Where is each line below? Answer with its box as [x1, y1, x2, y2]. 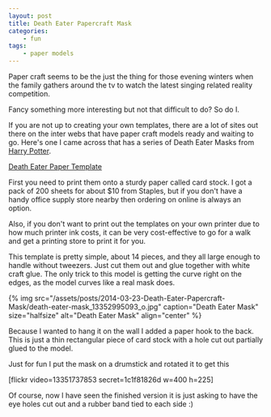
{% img [8, 293, 33, 303]
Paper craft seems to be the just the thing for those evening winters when [8, 72, 254, 81]
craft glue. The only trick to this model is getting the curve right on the [8, 269, 243, 279]
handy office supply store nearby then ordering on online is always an [8, 195, 241, 204]
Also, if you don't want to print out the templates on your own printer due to [8, 219, 260, 228]
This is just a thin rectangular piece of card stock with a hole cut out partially [8, 335, 264, 344]
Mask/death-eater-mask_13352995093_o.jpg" [8, 302, 162, 312]
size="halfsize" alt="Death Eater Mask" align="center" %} [8, 311, 202, 320]
